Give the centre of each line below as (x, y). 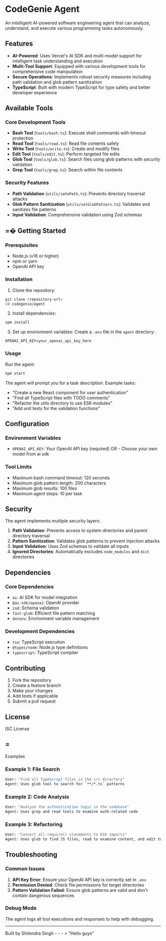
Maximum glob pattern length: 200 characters (59, 483)
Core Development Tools (35, 122)
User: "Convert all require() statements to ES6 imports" (66, 835)
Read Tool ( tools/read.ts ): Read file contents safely (66, 144)
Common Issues (25, 869)
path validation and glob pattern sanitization (57, 82)
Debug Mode (21, 908)
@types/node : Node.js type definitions (50, 647)
